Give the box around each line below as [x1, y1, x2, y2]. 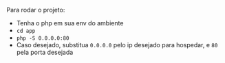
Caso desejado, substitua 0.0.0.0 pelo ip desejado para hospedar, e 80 [16, 41, 218, 49]
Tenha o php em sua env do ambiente [16, 19, 124, 27]
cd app [16, 27, 36, 34]
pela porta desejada [16, 48, 74, 56]
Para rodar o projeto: [6, 6, 65, 14]
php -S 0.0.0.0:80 [16, 35, 69, 42]
